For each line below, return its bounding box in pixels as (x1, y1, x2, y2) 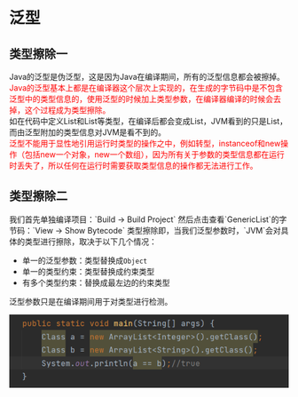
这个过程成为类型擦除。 (24, 105, 111, 115)
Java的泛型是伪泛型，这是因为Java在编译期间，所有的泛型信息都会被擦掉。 (9, 72, 286, 82)
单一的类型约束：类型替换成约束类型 (21, 266, 155, 276)
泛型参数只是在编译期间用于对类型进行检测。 (9, 296, 173, 306)
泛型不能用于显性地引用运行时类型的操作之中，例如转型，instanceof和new (9, 139, 281, 148)
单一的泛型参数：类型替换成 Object (21, 255, 148, 266)
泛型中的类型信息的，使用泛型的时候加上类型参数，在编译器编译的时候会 (9, 94, 273, 104)
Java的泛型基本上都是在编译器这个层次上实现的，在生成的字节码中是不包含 (9, 83, 284, 93)
